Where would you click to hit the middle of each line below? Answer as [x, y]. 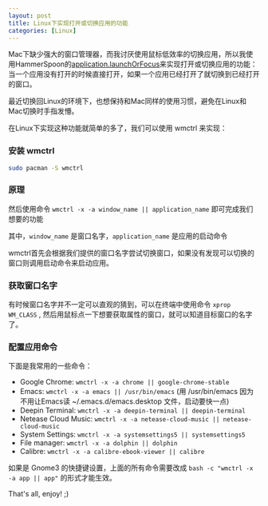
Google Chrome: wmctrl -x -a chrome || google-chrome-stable [124, 382]
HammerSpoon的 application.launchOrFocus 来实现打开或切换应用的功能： [136, 64]
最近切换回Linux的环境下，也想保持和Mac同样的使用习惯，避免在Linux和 [128, 102]
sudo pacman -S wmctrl [46, 168]
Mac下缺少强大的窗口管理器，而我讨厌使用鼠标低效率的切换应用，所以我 [127, 54]
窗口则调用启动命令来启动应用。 [61, 263]
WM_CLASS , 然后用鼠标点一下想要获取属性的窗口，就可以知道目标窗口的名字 [130, 315]
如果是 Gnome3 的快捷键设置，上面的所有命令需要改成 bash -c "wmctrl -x [131, 468]
